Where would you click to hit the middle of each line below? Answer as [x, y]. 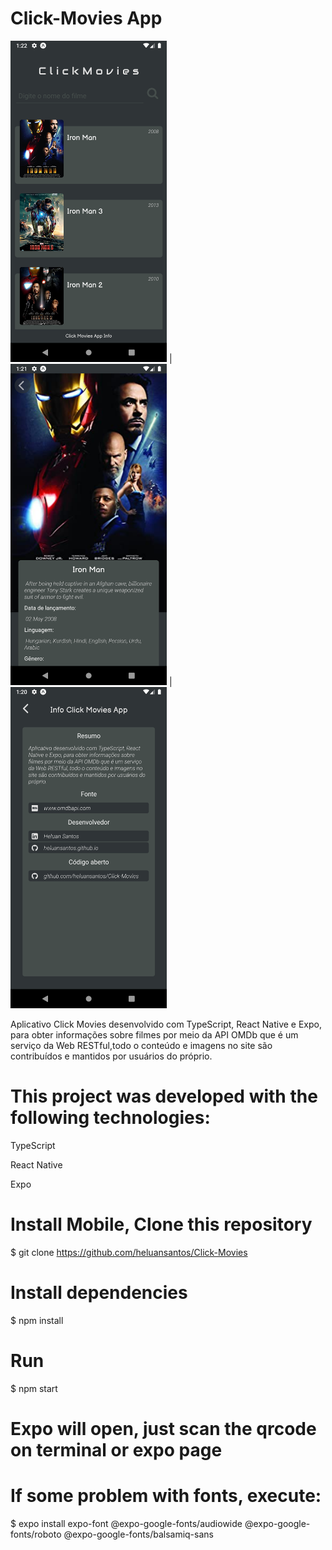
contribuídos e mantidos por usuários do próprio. [111, 1056]
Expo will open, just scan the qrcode [163, 1429]
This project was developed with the [164, 1096]
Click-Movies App [86, 18]
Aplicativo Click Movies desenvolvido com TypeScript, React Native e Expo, [166, 1024]
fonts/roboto [36, 1534]
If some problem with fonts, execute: [166, 1496]
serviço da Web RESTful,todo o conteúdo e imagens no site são [141, 1046]
